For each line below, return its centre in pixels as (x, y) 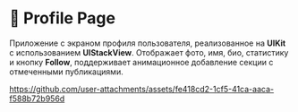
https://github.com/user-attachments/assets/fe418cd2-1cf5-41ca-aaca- (142, 89)
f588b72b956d (37, 99)
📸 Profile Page (63, 18)
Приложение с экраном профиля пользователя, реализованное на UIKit (148, 43)
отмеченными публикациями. (66, 72)
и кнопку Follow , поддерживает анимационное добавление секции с (141, 62)
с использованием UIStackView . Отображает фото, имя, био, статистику (149, 52)
